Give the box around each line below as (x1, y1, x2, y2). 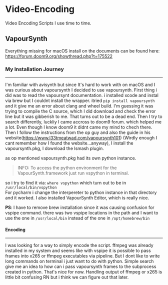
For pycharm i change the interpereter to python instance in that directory (5, 189, 157, 195)
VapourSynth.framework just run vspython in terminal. (17, 170, 129, 176)
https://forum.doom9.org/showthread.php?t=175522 (5, 53, 113, 59)
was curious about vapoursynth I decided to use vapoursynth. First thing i (5, 87, 157, 93)
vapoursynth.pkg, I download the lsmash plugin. (5, 145, 104, 151)
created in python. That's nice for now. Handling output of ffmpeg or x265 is (5, 269, 162, 275)
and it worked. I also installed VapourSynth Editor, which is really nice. (5, 195, 149, 201)
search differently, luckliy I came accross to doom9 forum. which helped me (5, 119, 161, 125)
